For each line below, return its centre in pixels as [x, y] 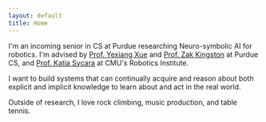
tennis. [19, 110]
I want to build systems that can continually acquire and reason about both [131, 78]
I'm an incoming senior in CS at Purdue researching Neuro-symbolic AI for [130, 45]
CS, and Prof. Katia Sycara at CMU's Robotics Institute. [99, 63]
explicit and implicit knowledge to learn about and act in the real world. [125, 87]
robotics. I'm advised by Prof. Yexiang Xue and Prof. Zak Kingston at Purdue [133, 54]
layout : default [35, 16]
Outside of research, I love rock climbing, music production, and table [123, 102]
